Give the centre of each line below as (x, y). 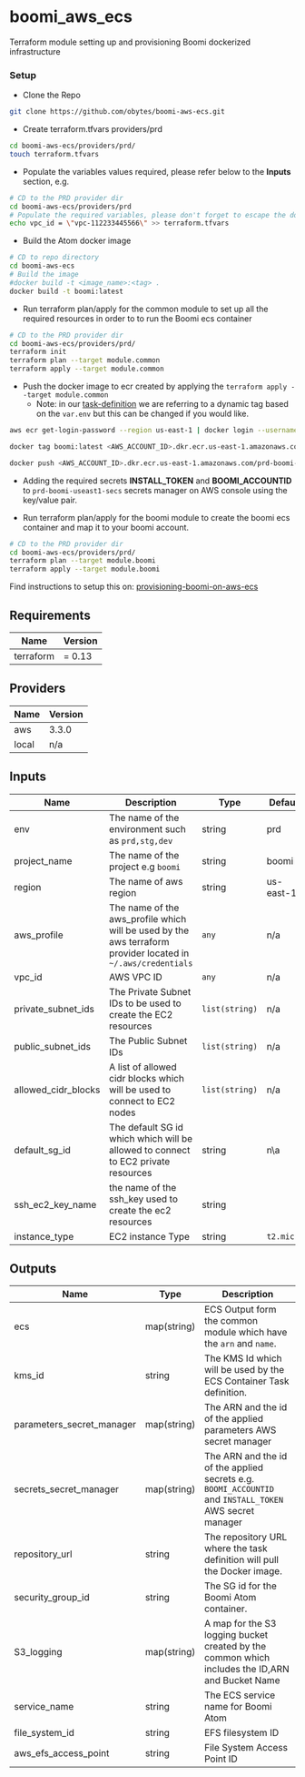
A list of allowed (143, 1067)
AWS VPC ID (136, 977)
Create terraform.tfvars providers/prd (93, 129)
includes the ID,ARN (246, 1670)
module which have (246, 1333)
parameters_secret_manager (75, 1425)
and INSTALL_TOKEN (244, 1499)
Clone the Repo (52, 95)
